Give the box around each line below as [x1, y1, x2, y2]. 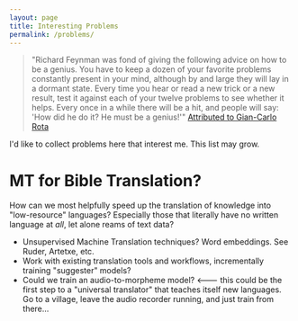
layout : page [9, 13, 59, 22]
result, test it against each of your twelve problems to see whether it [31, 93, 285, 103]
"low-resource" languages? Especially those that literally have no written [9, 210, 279, 220]
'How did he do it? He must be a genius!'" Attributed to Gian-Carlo [31, 111, 277, 122]
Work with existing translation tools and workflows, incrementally [22, 255, 264, 266]
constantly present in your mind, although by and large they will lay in [31, 74, 290, 85]
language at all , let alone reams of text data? [9, 219, 174, 230]
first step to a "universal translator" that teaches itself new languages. [22, 284, 282, 295]
